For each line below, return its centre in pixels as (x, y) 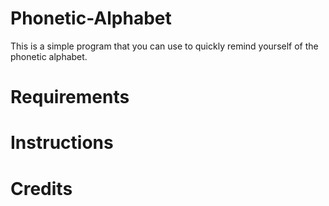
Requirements (70, 97)
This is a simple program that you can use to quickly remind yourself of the (164, 46)
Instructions (62, 143)
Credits (41, 188)
